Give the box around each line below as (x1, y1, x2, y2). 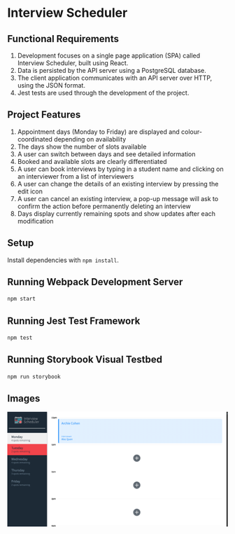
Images (7, 392, 41, 404)
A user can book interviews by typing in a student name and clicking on (17, 165, 224, 173)
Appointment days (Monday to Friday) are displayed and (17, 128, 180, 136)
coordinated (17, 135, 52, 143)
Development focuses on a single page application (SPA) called (17, 51, 201, 60)
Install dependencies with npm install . (7, 256, 119, 264)
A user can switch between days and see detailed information (17, 149, 196, 158)
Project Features (7, 109, 81, 121)
